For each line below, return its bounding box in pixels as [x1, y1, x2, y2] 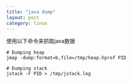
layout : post [6, 15, 40, 21]
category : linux [6, 20, 47, 26]
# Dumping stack [6, 65, 47, 71]
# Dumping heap [6, 50, 45, 56]
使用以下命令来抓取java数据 [6, 38, 75, 45]
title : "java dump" [6, 8, 56, 15]
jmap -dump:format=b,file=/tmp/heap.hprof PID [6, 55, 127, 61]
